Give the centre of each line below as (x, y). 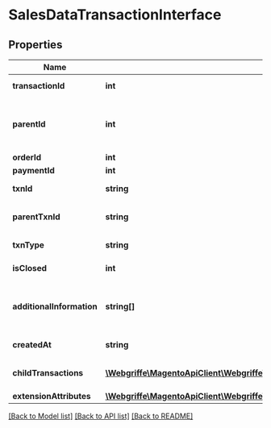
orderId (27, 157)
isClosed (29, 268)
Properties (35, 45)
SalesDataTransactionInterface (115, 15)
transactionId (39, 86)
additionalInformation (55, 306)
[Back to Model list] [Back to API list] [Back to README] (101, 416)
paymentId (33, 170)
